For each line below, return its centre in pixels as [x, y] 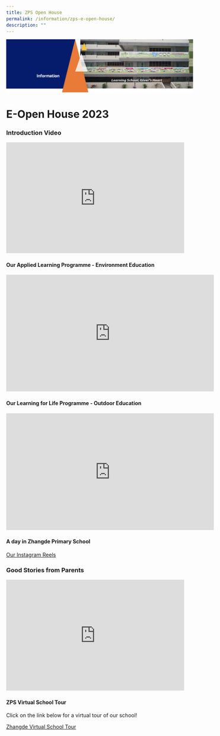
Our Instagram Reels [31, 555]
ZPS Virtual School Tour [36, 702]
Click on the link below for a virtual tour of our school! [72, 715]
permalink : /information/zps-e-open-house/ [61, 19]
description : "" [26, 25]
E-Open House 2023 [58, 114]
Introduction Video [34, 132]
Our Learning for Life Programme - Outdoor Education [74, 403]
